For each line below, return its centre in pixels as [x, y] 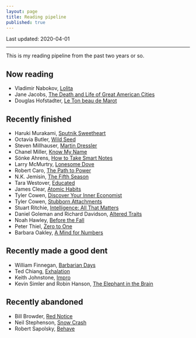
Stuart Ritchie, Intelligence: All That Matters [66, 208]
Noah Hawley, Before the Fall [49, 220]
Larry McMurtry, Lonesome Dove [54, 164]
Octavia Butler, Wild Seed [45, 139]
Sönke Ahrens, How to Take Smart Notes [63, 158]
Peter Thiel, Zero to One [43, 226]
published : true [26, 22]
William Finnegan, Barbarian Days [55, 265]
